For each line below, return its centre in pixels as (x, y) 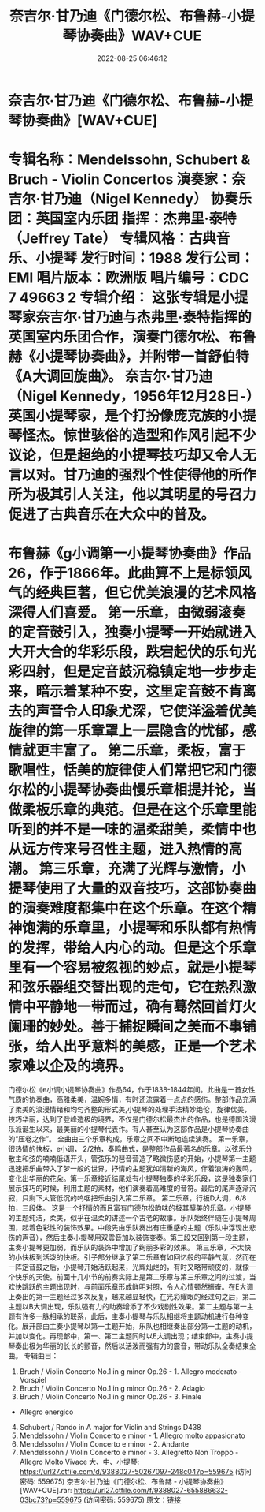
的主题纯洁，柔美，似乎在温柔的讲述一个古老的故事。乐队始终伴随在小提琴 (129, 1218)
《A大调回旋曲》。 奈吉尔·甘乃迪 (110, 377)
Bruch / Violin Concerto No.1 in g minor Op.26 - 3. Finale (110, 1397)
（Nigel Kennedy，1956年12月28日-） (131, 396)
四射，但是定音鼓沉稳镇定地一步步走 (140, 672)
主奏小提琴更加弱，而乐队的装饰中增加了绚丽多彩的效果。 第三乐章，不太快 (130, 1248)
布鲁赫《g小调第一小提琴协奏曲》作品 (130, 554)
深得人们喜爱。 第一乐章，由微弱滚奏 (127, 613)
